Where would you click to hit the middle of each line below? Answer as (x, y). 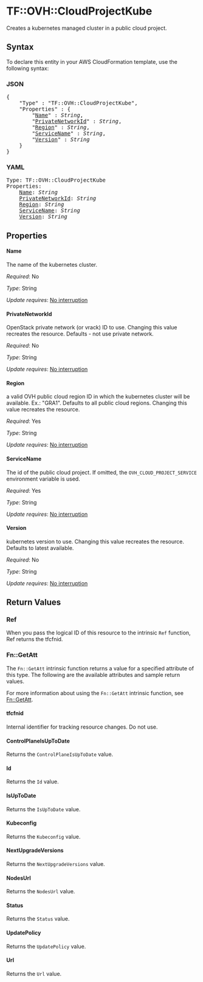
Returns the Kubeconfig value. (43, 836)
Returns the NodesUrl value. (41, 891)
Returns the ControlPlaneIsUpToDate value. (60, 754)
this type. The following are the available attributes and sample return (93, 675)
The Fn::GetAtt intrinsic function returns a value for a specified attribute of (100, 668)
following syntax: (28, 68)
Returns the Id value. (33, 781)
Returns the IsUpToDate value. (43, 809)
